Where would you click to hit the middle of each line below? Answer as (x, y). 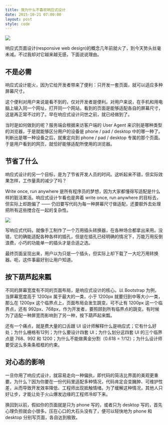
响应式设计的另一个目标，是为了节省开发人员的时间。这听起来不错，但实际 (82, 174)
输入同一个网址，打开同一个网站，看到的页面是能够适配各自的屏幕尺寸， (88, 108)
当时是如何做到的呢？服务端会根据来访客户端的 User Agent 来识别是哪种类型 (84, 125)
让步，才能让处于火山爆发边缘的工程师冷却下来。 (60, 394)
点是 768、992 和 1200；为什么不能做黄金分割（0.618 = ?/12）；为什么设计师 (84, 338)
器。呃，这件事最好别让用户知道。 (40, 260)
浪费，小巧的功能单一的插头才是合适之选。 (49, 243)
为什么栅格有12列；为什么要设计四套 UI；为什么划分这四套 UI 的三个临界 (88, 332)
